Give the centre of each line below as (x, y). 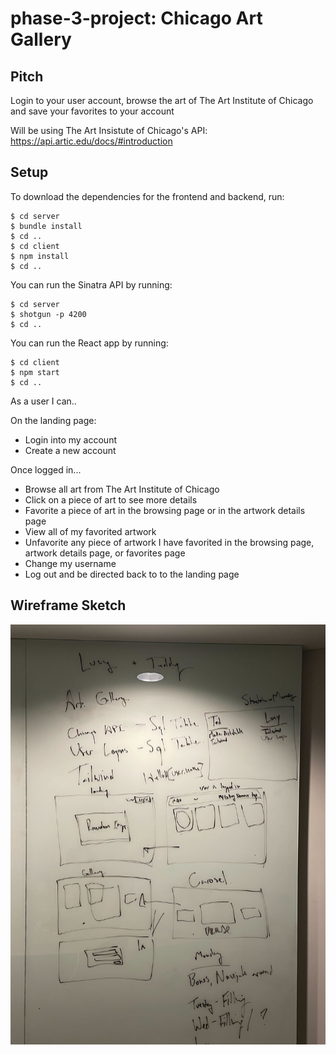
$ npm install (40, 256)
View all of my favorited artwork (90, 531)
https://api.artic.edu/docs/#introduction (91, 141)
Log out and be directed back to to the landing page (132, 574)
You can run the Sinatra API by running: (91, 284)
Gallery (41, 39)
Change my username (70, 563)
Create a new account (70, 450)
